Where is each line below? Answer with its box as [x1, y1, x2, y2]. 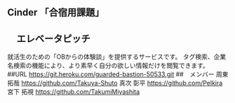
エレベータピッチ [16, 32, 90, 44]
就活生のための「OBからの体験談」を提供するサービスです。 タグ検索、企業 [7, 53, 227, 61]
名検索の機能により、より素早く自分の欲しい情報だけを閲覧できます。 [7, 62, 209, 70]
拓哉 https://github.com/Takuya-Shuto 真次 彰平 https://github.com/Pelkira [7, 79, 223, 88]
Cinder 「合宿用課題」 [7, 6, 105, 19]
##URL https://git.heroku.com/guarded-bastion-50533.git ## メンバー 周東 [7, 70, 229, 78]
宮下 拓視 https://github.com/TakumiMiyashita [7, 88, 140, 96]
